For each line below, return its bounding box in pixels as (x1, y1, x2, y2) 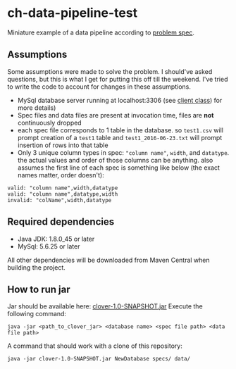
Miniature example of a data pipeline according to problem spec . (7, 28, 195, 37)
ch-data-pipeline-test (7, 5, 138, 21)
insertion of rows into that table (17, 141, 108, 149)
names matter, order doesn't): (17, 170, 104, 179)
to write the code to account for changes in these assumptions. (7, 82, 192, 91)
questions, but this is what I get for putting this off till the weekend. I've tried (7, 75, 228, 83)
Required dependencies (7, 216, 115, 228)
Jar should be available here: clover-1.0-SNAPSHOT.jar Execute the (7, 302, 203, 311)
